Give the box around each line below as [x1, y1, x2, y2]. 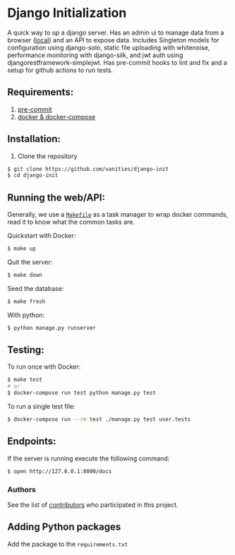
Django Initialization [7, 5, 127, 21]
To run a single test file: [7, 402, 76, 411]
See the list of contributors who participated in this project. [7, 500, 179, 509]
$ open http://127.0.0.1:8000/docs [7, 467, 112, 475]
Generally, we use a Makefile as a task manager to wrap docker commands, [7, 210, 228, 219]
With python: [7, 311, 44, 319]
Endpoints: [7, 436, 56, 448]
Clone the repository [17, 152, 78, 160]
